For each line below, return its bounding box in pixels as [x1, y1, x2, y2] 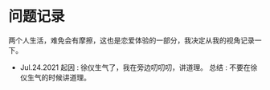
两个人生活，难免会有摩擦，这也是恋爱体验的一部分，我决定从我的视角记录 [8, 35, 255, 45]
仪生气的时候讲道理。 [19, 72, 91, 82]
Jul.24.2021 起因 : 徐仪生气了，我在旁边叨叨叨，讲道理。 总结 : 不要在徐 [19, 62, 258, 72]
